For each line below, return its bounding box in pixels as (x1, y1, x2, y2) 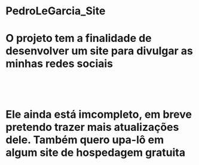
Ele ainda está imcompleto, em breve (5, 108, 192, 121)
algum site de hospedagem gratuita (5, 145, 186, 159)
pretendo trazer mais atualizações (5, 120, 179, 134)
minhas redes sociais (5, 57, 114, 71)
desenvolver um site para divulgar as (5, 44, 194, 58)
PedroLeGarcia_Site (5, 4, 106, 18)
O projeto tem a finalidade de (5, 32, 152, 45)
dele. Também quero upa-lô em (5, 133, 164, 146)
